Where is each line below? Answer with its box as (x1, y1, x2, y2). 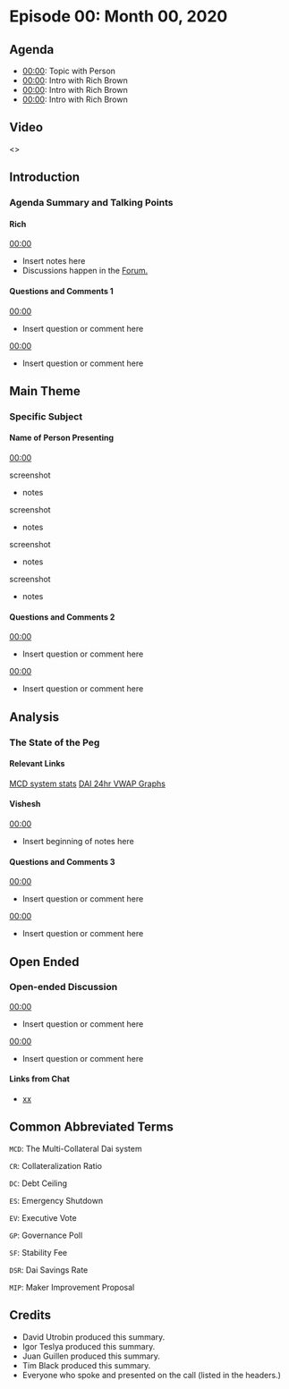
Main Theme (9, 383, 81, 399)
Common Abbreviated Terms (9, 1120, 174, 1135)
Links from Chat (9, 1073, 70, 1084)
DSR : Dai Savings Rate (9, 1264, 89, 1275)
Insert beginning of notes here (21, 835, 134, 846)
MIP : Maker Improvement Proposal (9, 1282, 135, 1292)
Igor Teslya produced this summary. (21, 1341, 156, 1351)
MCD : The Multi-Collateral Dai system (9, 1143, 142, 1154)
